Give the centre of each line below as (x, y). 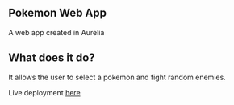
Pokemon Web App (58, 13)
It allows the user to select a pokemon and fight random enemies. (117, 77)
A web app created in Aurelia (56, 32)
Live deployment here (44, 92)
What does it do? (52, 58)
